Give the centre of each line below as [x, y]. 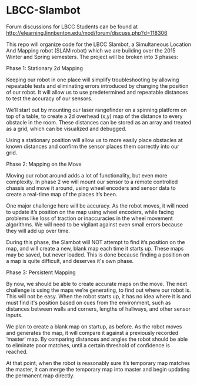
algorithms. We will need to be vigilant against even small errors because [95, 224]
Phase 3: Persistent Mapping [41, 272]
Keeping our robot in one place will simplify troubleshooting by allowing [93, 80]
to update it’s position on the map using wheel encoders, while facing [90, 212]
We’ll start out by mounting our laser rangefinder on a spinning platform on [96, 110]
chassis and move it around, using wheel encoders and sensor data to [91, 188]
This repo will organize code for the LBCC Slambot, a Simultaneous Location [98, 44]
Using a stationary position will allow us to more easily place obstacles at [95, 140]
